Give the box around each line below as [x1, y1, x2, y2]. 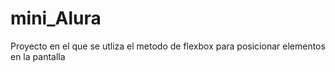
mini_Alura [10, 7, 102, 30]
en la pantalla [10, 50, 66, 62]
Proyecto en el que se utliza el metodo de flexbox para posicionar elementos [10, 40, 326, 52]
